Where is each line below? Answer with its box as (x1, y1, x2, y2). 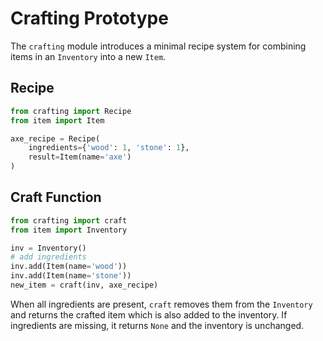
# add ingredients (10, 252, 87, 262)
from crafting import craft (10, 215, 128, 226)
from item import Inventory (10, 225, 128, 235)
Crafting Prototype (10, 7, 169, 30)
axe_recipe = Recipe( (10, 133, 101, 144)
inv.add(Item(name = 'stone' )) (10, 271, 132, 281)
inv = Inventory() (10, 243, 87, 253)
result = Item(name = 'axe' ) (28, 152, 132, 162)
